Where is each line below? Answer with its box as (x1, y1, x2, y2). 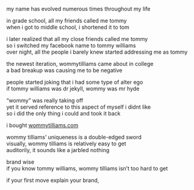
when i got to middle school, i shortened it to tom (6, 24, 130, 31)
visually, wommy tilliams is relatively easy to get (6, 140, 126, 147)
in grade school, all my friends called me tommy (6, 17, 127, 24)
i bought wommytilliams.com (6, 122, 79, 129)
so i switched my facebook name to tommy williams (6, 42, 136, 49)
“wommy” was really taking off (6, 97, 84, 104)
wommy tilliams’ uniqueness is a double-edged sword (6, 134, 142, 141)
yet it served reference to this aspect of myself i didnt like (6, 103, 151, 111)
